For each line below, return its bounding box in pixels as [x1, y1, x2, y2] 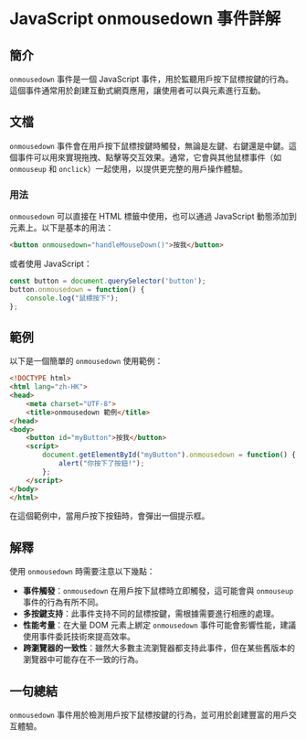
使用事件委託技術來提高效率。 [22, 631, 135, 642]
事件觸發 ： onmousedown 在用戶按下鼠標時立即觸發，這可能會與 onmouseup [22, 585, 294, 596]
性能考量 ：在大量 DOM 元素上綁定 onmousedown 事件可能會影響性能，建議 [22, 619, 297, 631]
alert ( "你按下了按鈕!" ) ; [58, 459, 145, 468]
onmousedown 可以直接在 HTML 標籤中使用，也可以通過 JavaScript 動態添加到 [9, 211, 297, 222]
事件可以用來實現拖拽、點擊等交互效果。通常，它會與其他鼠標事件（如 [16, 152, 281, 163]
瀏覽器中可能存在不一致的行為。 [22, 654, 143, 665]
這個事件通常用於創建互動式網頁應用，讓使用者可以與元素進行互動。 [9, 85, 266, 96]
